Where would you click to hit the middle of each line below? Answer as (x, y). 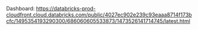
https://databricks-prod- (66, 9)
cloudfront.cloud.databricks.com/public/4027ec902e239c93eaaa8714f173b (99, 15)
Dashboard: (21, 9)
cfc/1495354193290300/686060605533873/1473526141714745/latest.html (98, 21)
